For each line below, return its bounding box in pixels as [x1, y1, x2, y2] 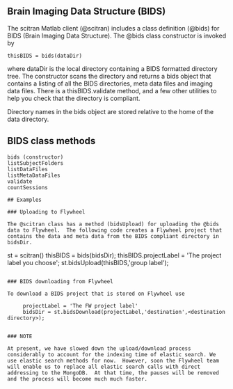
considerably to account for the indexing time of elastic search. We [7, 351, 216, 358]
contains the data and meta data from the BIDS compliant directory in [7, 232, 219, 239]
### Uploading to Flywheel [7, 208, 86, 215]
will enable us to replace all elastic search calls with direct [7, 363, 200, 370]
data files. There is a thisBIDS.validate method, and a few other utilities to [7, 86, 217, 95]
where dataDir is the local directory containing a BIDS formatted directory [7, 64, 218, 72]
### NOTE [7, 333, 33, 340]
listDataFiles [7, 166, 49, 173]
